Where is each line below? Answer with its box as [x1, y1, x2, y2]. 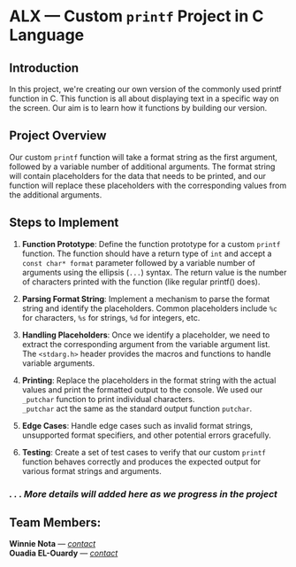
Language [9, 25, 85, 45]
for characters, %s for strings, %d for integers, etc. [21, 312, 201, 322]
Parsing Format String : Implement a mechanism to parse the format [21, 293, 270, 304]
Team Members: [9, 515, 102, 530]
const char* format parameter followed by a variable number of [21, 257, 256, 268]
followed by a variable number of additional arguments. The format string [9, 161, 276, 172]
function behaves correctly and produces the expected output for [21, 456, 262, 467]
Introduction [9, 60, 80, 75]
